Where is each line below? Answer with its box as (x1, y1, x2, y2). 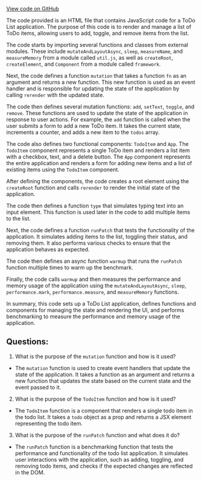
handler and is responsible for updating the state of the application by (6, 85, 180, 92)
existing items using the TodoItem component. (6, 166, 119, 173)
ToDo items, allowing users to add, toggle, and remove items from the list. (6, 30, 189, 37)
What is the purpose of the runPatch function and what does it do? (14, 431, 180, 439)
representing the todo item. (14, 420, 83, 427)
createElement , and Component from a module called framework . (6, 60, 161, 68)
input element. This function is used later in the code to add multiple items (6, 209, 191, 216)
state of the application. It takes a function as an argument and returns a (14, 371, 195, 378)
